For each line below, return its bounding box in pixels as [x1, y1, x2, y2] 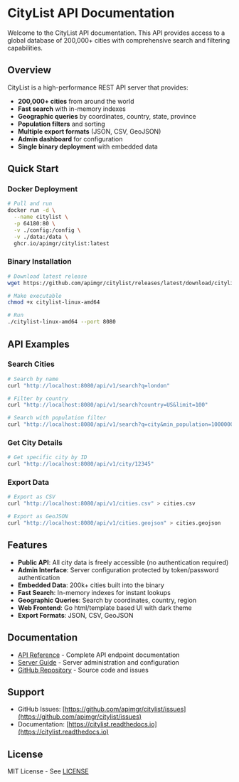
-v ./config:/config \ [14, 226, 81, 234]
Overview [7, 64, 52, 76]
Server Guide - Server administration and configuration [17, 658, 180, 666]
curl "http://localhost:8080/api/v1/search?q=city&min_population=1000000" [7, 421, 237, 428]
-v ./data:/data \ [14, 233, 69, 240]
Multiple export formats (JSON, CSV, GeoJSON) [17, 127, 161, 136]
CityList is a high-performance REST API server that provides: [7, 83, 188, 92]
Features [7, 539, 48, 552]
